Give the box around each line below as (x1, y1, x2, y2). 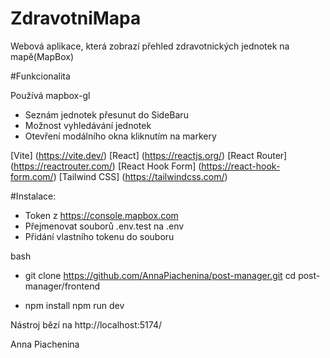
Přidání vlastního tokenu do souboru (24, 230, 175, 242)
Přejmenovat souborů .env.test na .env (24, 220, 185, 232)
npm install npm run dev (24, 299, 125, 311)
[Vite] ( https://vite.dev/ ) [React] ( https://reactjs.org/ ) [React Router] (10, 149, 288, 161)
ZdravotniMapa (10, 7, 142, 30)
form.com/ (10, 170, 54, 182)
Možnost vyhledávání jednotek (24, 119, 152, 131)
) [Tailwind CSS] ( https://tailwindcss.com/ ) (53, 170, 228, 182)
